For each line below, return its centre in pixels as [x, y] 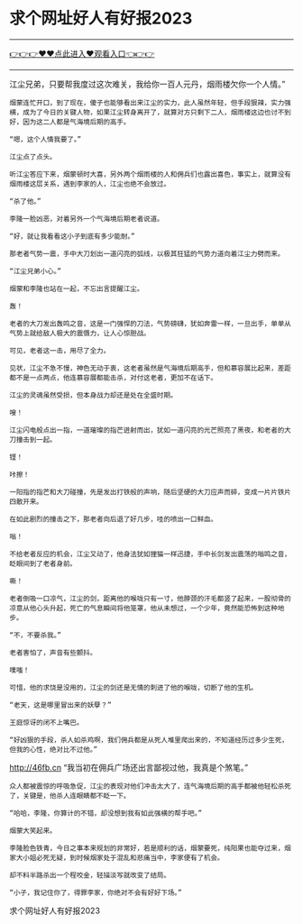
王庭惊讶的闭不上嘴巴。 [46, 722]
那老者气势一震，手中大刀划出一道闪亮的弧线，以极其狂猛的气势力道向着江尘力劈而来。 [147, 253]
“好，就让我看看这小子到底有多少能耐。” [72, 236]
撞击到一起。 [36, 439]
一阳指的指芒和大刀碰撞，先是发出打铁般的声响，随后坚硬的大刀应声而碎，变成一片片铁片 [150, 492]
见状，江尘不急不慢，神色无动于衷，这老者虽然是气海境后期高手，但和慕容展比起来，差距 [150, 368]
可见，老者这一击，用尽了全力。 [60, 351]
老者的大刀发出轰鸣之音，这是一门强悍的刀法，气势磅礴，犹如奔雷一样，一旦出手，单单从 [150, 324]
